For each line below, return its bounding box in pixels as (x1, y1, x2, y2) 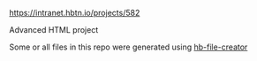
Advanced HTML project (9, 25, 99, 34)
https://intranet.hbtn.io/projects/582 (9, 8, 140, 18)
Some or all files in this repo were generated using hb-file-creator (9, 42, 248, 52)
